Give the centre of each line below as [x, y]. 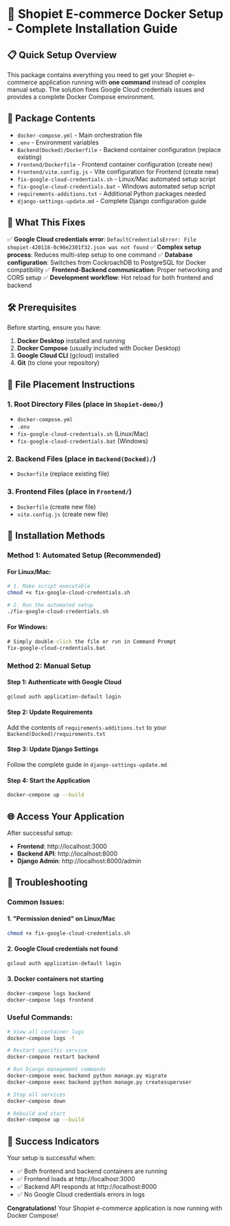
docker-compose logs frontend [50, 1000]
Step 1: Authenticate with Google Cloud [64, 682]
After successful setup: [40, 833]
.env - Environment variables [58, 142]
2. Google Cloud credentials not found [62, 949]
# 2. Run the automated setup [50, 605]
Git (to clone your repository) [58, 363]
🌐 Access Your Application [66, 816]
